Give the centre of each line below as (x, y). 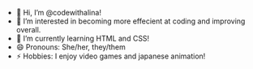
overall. (28, 30)
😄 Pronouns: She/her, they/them (71, 47)
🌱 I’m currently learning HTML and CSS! (83, 38)
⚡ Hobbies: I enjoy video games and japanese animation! (111, 56)
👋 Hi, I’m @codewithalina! (58, 13)
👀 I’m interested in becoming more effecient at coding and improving (131, 21)
